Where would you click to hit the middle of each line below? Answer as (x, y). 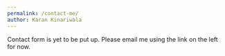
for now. (19, 46)
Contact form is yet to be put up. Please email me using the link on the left (112, 39)
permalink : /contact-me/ (43, 13)
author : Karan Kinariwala (44, 20)
